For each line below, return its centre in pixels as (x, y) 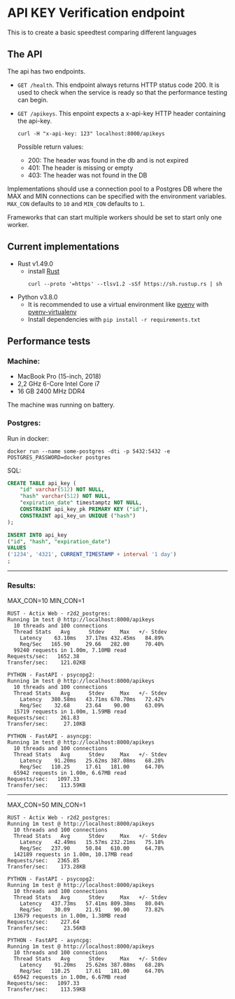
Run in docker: (28, 438)
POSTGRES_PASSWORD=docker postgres (59, 457)
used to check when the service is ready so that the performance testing (122, 92)
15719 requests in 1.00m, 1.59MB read (70, 712)
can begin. (33, 100)
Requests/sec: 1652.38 (43, 657)
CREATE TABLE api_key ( (42, 483)
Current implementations (63, 247)
